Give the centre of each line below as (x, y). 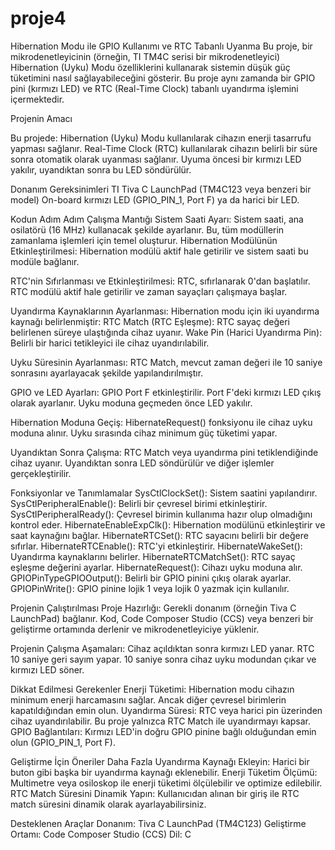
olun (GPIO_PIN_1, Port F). (63, 742)
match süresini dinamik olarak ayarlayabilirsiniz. (108, 804)
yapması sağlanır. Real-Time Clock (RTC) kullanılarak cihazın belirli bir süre (164, 148)
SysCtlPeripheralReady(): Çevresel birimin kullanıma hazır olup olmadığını (161, 514)
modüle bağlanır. (45, 261)
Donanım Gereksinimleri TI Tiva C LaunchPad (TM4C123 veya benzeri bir (161, 189)
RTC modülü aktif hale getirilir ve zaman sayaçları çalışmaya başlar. (149, 291)
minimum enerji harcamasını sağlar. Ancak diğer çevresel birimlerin (148, 699)
